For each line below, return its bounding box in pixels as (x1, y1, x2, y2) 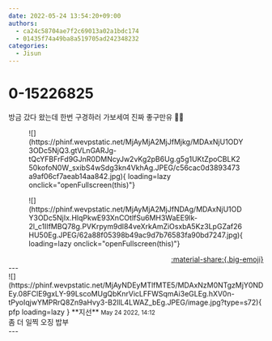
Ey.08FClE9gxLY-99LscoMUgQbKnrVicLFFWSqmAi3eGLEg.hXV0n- (8, 288, 235, 298)
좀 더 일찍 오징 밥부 (8, 317, 69, 326)
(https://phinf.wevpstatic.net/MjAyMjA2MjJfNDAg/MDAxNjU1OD (28, 204, 243, 214)
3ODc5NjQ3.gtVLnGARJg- (28, 145, 117, 155)
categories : (8, 42, 49, 50)
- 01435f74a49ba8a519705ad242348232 (15, 34, 139, 43)
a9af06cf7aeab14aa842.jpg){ (28, 171, 127, 181)
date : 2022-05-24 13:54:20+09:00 (8, 11, 121, 20)
